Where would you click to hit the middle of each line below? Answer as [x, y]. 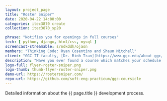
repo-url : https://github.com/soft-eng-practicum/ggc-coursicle [73, 79]
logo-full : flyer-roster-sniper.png [43, 65]
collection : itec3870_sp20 [33, 28]
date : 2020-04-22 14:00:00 [33, 19]
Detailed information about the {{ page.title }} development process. [75, 93]
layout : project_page [28, 10]
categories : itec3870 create [35, 24]
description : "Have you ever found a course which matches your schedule [83, 60]
